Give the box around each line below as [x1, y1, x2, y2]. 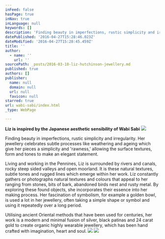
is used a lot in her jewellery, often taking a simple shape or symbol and [5, 197, 150, 203]
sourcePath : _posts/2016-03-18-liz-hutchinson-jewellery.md [5, 62, 131, 67]
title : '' [5, 44, 26, 49]
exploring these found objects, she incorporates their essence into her [5, 186, 148, 192]
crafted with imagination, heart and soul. [5, 228, 87, 234]
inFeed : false [5, 7, 34, 12]
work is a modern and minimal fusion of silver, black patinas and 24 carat [5, 217, 153, 223]
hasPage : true [5, 12, 34, 17]
